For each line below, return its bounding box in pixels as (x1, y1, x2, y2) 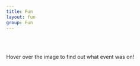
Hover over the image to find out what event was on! (6, 54, 135, 61)
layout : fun (6, 14, 36, 20)
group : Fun (6, 19, 33, 25)
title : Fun (6, 8, 33, 15)
